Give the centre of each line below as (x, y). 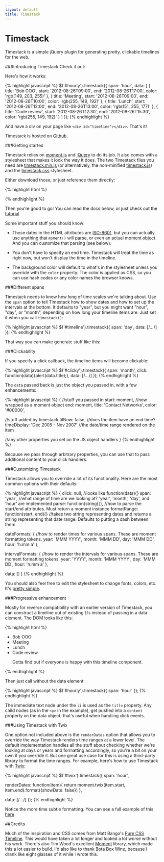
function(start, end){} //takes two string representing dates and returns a (78, 514)
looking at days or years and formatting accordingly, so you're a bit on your (81, 750)
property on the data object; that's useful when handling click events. (75, 716)
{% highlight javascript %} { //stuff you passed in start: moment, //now (76, 400)
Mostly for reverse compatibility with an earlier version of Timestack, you (79, 608)
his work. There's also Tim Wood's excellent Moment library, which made (79, 844)
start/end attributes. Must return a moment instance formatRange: (71, 509)
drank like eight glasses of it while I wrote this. (52, 854)
